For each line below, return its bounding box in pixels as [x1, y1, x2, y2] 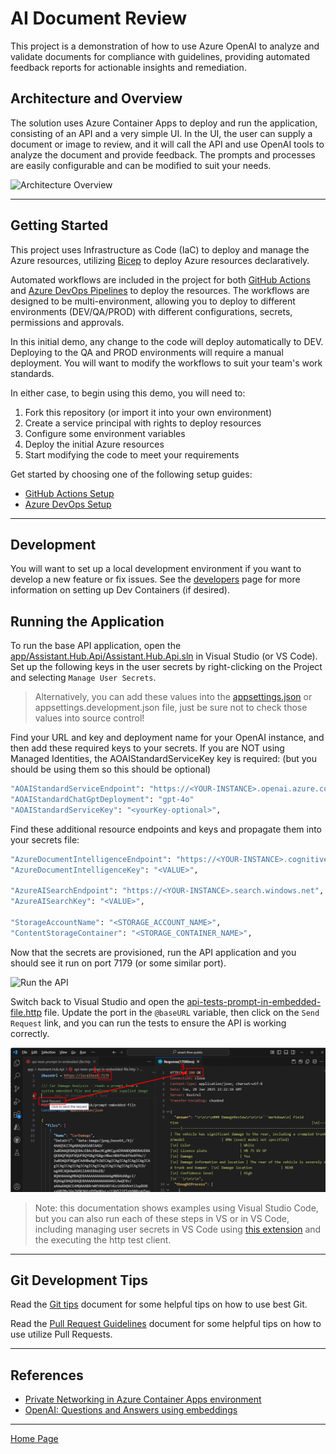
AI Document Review [10, 7, 187, 30]
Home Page [10, 1433, 59, 1445]
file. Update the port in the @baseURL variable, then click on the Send [44, 1006, 320, 1018]
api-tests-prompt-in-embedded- [186, 995, 322, 1007]
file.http [10, 1006, 43, 1018]
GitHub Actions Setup [24, 487, 115, 499]
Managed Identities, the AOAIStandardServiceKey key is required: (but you [10, 753, 318, 765]
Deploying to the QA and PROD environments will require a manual [10, 346, 284, 358]
